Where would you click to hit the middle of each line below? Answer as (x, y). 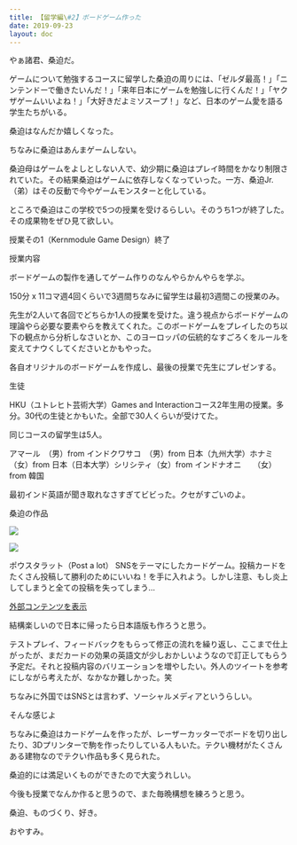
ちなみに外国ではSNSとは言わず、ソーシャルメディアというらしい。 (133, 696)
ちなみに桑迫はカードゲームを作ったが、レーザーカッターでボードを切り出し (148, 734)
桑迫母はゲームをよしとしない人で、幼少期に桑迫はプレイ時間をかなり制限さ (149, 168)
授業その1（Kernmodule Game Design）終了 (90, 239)
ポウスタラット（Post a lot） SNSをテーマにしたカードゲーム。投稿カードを (148, 566)
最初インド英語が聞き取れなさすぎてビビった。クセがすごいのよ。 (129, 495)
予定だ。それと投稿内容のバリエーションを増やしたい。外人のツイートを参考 (149, 667)
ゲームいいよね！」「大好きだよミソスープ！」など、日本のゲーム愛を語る (150, 101)
